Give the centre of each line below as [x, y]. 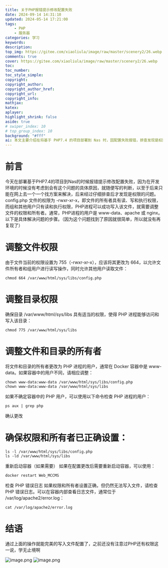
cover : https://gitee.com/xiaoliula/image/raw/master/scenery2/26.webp [81, 61]
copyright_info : [22, 98]
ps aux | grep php [24, 406]
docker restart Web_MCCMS [32, 475]
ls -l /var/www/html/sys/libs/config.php [49, 452]
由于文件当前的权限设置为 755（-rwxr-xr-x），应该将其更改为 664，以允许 [81, 262]
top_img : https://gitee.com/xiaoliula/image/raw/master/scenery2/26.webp [84, 52]
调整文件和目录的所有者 [53, 352]
